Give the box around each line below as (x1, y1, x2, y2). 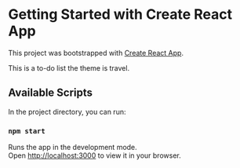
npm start (8, 126, 45, 135)
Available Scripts (8, 86, 93, 100)
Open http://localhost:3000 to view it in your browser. (8, 151, 182, 160)
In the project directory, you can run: (8, 107, 126, 116)
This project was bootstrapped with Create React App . (8, 48, 184, 57)
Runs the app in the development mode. (8, 143, 137, 152)
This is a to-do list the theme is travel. (8, 63, 130, 72)
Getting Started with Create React (8, 5, 233, 24)
